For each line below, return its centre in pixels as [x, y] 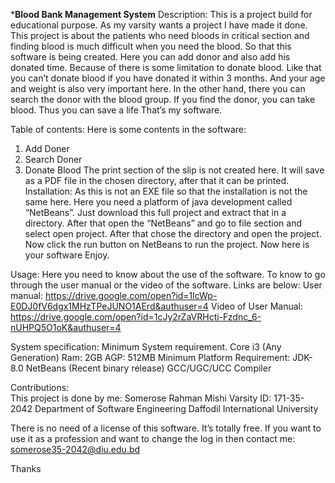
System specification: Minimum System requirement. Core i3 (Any [146, 347]
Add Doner [47, 148]
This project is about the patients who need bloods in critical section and [160, 35]
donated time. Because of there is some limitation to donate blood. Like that [166, 67]
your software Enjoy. [67, 255]
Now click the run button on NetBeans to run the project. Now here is [167, 244]
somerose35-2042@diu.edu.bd [75, 449]
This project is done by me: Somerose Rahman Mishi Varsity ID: [141, 398]
